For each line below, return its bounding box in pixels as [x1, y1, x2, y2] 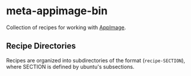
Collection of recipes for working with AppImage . [6, 24, 126, 31]
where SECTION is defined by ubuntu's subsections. [6, 63, 135, 70]
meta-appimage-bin [6, 4, 108, 18]
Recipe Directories [6, 41, 76, 51]
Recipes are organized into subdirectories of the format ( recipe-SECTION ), [6, 56, 186, 64]
